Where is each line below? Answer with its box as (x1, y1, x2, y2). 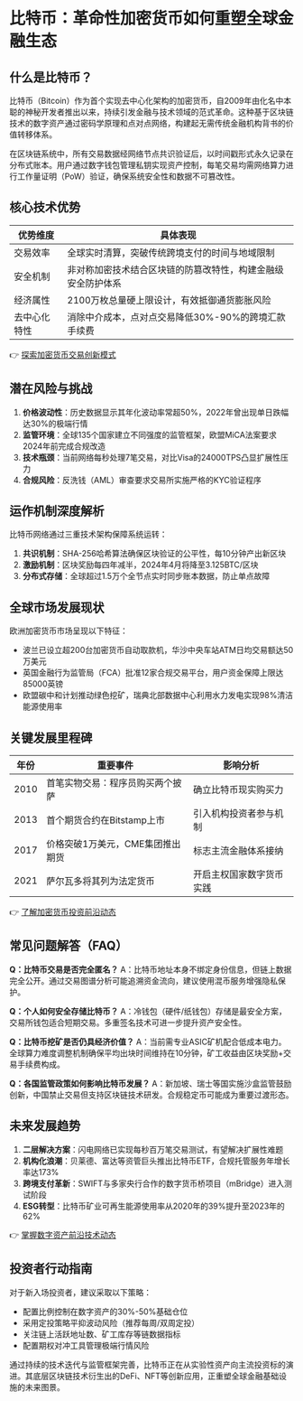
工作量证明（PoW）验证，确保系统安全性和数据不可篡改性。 (16, 171, 241, 182)
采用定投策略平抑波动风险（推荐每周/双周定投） (22, 1317, 200, 1328)
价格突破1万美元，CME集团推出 (46, 837, 181, 850)
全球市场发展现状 (9, 600, 105, 615)
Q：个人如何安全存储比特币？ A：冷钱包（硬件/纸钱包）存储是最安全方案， (9, 1005, 287, 1016)
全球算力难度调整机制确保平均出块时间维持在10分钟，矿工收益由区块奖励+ (9, 1047, 284, 1058)
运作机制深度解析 (9, 503, 105, 519)
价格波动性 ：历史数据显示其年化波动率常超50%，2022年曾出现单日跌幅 (22, 406, 289, 417)
